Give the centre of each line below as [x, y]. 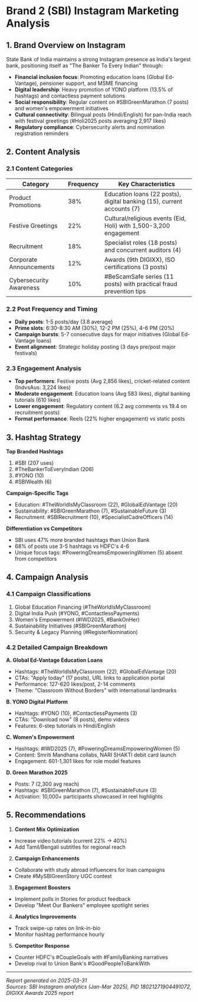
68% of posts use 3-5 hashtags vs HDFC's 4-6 [72, 546]
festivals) [26, 353]
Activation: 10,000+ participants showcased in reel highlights [89, 797]
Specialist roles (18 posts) [141, 242]
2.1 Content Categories [39, 169]
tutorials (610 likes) [37, 400]
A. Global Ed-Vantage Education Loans [55, 660]
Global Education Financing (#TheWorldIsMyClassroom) [83, 607]
